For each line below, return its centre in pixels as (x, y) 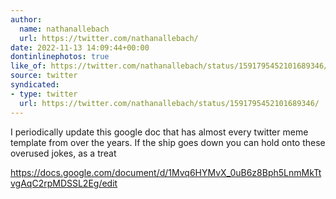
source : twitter (44, 76)
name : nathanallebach (64, 29)
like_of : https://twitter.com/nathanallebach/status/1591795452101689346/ (169, 66)
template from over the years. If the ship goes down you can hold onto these (168, 142)
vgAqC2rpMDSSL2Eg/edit (64, 183)
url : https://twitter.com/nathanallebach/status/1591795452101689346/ (169, 103)
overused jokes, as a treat (63, 153)
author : (26, 19)
